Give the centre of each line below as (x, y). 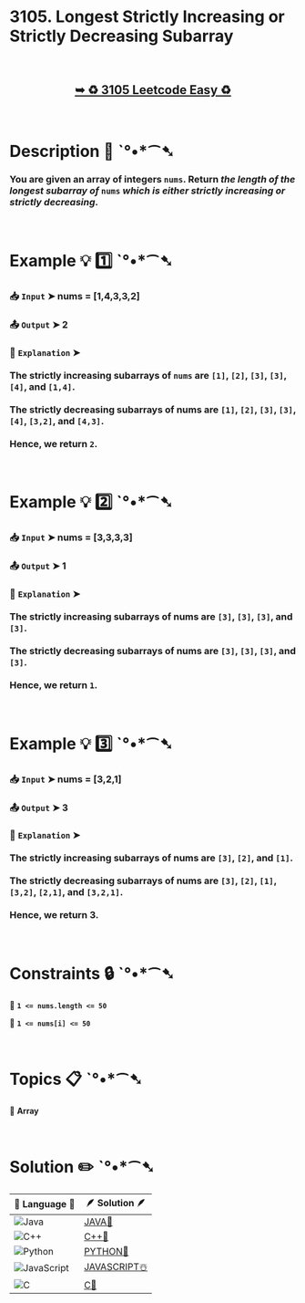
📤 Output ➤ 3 (39, 808)
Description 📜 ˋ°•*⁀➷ (92, 151)
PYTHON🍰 (106, 1251)
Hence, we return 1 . (54, 685)
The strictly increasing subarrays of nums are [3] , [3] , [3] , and (151, 617)
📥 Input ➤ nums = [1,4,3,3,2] (75, 296)
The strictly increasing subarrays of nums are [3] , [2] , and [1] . (152, 858)
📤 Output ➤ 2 (39, 324)
